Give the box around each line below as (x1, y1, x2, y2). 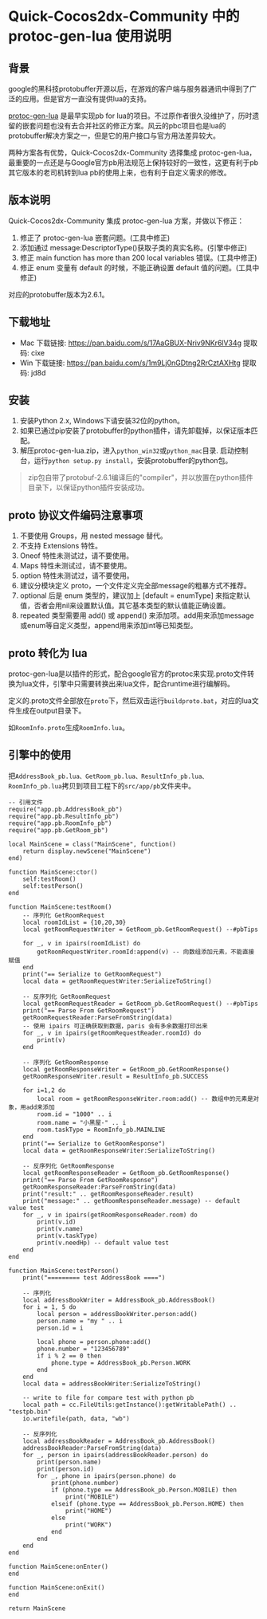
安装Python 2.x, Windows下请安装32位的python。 (19, 416, 185, 426)
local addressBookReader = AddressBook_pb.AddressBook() (22, 1436, 216, 1445)
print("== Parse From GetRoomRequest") (22, 1006, 155, 1015)
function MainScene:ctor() (8, 868, 98, 876)
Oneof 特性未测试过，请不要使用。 (19, 551, 134, 560)
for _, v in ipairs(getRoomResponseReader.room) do (22, 1211, 198, 1219)
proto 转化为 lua (8, 646, 88, 660)
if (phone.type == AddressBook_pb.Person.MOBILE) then (50, 1486, 238, 1494)
